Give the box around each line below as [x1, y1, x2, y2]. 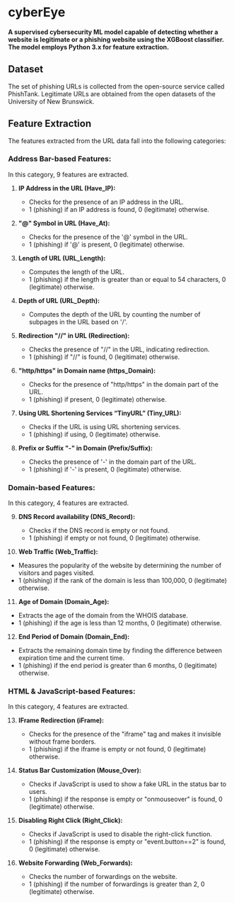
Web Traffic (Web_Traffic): [18, 547, 98, 556]
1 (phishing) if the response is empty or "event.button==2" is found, [28, 837, 226, 846]
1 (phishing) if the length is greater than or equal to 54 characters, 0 [28, 275, 226, 283]
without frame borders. [28, 737, 96, 746]
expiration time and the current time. [18, 654, 125, 662]
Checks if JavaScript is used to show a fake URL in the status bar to [28, 780, 227, 788]
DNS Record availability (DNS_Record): [18, 513, 136, 521]
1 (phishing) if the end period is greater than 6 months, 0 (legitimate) [18, 661, 218, 670]
